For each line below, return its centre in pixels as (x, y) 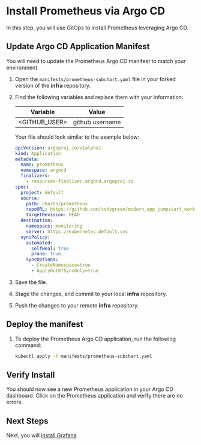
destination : (37, 220)
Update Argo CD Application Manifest (78, 47)
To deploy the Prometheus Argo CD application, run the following (95, 339)
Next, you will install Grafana (41, 435)
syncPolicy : (35, 237)
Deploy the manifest (45, 325)
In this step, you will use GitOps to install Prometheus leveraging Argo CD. (97, 28)
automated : (40, 243)
